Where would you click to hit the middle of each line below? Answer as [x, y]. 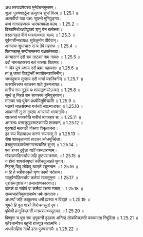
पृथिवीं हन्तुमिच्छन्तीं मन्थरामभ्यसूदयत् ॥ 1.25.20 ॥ [45, 211]
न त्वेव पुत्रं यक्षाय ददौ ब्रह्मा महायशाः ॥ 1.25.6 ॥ [42, 68]
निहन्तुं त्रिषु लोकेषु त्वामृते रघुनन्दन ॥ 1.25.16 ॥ [42, 167]
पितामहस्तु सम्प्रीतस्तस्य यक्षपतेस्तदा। [33, 51]
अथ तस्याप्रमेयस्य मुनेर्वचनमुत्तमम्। [31, 8]
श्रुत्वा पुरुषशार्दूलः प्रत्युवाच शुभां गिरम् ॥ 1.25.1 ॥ [42, 13]
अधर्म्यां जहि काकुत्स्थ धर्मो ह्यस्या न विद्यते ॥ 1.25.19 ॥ [47, 199]
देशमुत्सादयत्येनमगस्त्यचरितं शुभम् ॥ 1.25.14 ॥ [41, 145]
